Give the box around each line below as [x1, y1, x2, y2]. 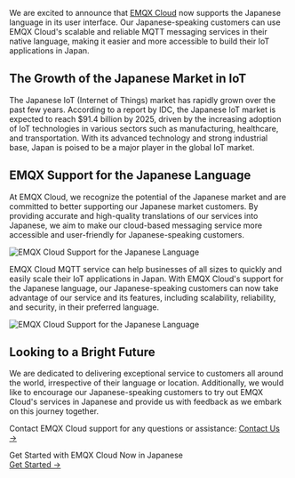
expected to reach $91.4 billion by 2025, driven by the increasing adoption [9, 113, 282, 124]
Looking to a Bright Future [9, 344, 155, 360]
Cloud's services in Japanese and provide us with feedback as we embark [9, 396, 283, 408]
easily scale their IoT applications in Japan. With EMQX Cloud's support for [9, 273, 284, 284]
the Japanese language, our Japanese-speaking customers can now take [9, 282, 279, 293]
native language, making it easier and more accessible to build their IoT [9, 36, 270, 46]
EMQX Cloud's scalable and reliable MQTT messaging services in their [9, 27, 268, 36]
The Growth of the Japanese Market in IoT [9, 71, 247, 86]
